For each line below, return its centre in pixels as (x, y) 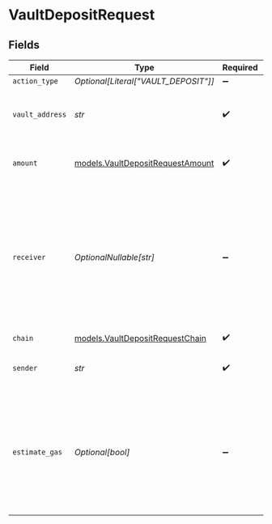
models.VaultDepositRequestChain (140, 338)
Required (240, 68)
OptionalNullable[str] (115, 257)
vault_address (40, 115)
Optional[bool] (102, 452)
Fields (24, 45)
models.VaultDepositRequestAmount (144, 163)
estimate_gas (38, 452)
